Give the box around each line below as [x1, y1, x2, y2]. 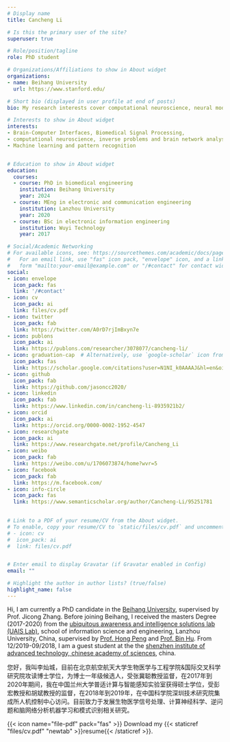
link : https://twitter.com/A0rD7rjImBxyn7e [13, 326, 139, 333]
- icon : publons [7, 332, 53, 340]
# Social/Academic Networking [7, 243, 94, 251]
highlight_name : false [7, 586, 72, 593]
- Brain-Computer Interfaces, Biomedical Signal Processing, [7, 130, 186, 137]
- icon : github [7, 371, 51, 378]
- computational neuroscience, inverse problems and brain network [7, 136, 204, 143]
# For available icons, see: [7, 250, 90, 257]
